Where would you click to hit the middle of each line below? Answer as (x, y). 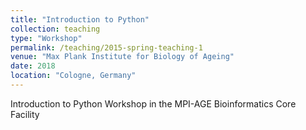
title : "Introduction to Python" (80, 19)
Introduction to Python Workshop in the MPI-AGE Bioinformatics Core (153, 103)
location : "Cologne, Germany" (73, 76)
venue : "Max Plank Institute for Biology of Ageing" (122, 57)
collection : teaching (55, 29)
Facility (25, 114)
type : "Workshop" (46, 38)
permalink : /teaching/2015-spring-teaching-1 (106, 47)
